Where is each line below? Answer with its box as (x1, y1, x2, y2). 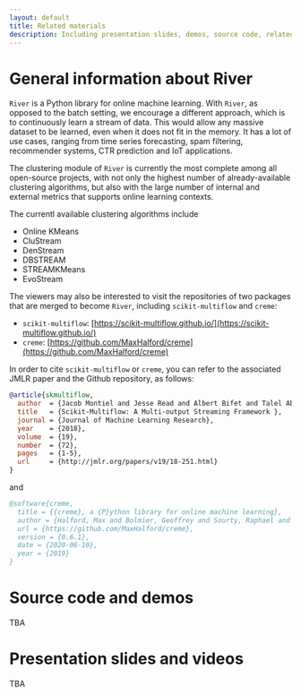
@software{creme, (9, 499, 74, 509)
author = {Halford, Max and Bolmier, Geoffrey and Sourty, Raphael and (17, 516, 291, 525)
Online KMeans (21, 226, 79, 237)
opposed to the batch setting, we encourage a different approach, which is (9, 107, 286, 118)
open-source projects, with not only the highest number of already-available (9, 172, 291, 184)
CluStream (21, 236, 62, 246)
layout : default (9, 13, 70, 22)
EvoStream (21, 274, 64, 285)
